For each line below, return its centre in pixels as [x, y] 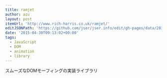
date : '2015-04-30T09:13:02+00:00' [42, 33]
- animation [22, 51]
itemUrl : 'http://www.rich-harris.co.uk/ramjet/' [58, 24]
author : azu [17, 14]
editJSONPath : [20, 28]
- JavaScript [23, 42]
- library [20, 56]
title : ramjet [20, 10]
